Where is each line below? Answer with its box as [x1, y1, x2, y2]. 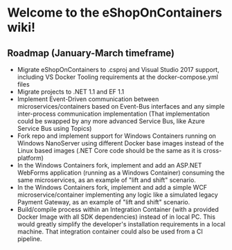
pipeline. [17, 235, 42, 243]
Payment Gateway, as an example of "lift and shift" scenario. [17, 198, 190, 206]
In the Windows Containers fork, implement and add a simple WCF [17, 184, 208, 191]
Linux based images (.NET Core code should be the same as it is [17, 147, 202, 154]
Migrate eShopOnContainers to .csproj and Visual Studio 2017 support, [17, 66, 220, 73]
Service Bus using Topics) [17, 125, 92, 132]
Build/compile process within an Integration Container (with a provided [17, 206, 220, 213]
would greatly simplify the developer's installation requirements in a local [17, 220, 226, 228]
